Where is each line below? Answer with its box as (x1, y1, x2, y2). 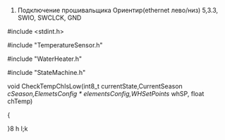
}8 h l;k (7, 124, 28, 133)
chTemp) (7, 97, 33, 105)
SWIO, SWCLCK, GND (17, 13, 82, 22)
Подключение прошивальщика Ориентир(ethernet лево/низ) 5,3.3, (17, 6, 219, 14)
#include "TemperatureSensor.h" (7, 41, 104, 49)
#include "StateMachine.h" (7, 69, 86, 76)
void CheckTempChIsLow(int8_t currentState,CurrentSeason (7, 82, 183, 91)
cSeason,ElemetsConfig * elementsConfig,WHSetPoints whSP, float (7, 90, 205, 98)
